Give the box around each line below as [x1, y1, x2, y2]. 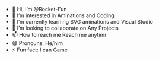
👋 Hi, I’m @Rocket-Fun [11, 6, 67, 12]
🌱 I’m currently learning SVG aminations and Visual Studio [11, 18, 153, 25]
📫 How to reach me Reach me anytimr [11, 31, 107, 38]
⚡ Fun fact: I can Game [11, 46, 68, 53]
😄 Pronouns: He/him [11, 40, 63, 47]
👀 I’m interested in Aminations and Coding [11, 12, 115, 19]
